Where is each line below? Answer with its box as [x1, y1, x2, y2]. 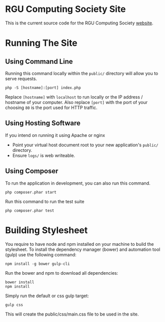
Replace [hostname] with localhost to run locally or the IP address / [5, 94, 143, 100]
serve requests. [5, 76, 37, 82]
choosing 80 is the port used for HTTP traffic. [5, 105, 98, 110]
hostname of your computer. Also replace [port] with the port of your [5, 99, 148, 105]
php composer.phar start [5, 190, 57, 195]
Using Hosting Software [5, 119, 81, 127]
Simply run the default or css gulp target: [5, 293, 89, 299]
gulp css [5, 302, 23, 307]
